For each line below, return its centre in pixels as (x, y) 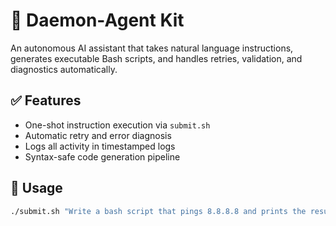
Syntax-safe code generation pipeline (102, 156)
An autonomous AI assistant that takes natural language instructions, (152, 48)
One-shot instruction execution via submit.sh (117, 125)
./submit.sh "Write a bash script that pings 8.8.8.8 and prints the (158, 211)
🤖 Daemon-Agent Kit (97, 20)
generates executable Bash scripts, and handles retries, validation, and (156, 58)
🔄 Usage (36, 188)
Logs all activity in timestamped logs (100, 146)
